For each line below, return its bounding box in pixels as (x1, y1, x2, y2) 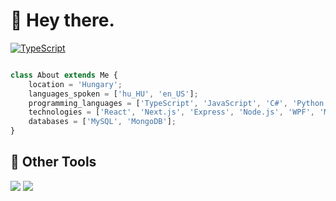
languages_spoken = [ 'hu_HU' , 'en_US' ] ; (28, 89, 199, 99)
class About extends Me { (10, 70, 118, 80)
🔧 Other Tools (10, 154, 97, 171)
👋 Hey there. (10, 9, 115, 32)
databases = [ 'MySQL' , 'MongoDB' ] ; (28, 117, 177, 127)
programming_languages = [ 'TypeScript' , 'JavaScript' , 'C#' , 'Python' (28, 98, 329, 108)
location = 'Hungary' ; (28, 79, 123, 89)
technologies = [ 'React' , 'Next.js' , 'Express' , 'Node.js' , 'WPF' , (28, 107, 315, 118)
